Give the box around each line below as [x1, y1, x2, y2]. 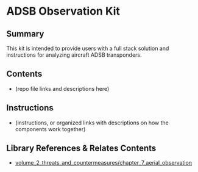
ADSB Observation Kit [6, 4, 121, 18]
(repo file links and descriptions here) [15, 85, 110, 92]
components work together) [15, 125, 86, 132]
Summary [6, 29, 44, 39]
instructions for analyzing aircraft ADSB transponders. [6, 51, 142, 59]
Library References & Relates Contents [6, 143, 157, 154]
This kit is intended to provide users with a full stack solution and [6, 45, 169, 52]
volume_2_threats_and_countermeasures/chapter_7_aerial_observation [15, 159, 193, 167]
